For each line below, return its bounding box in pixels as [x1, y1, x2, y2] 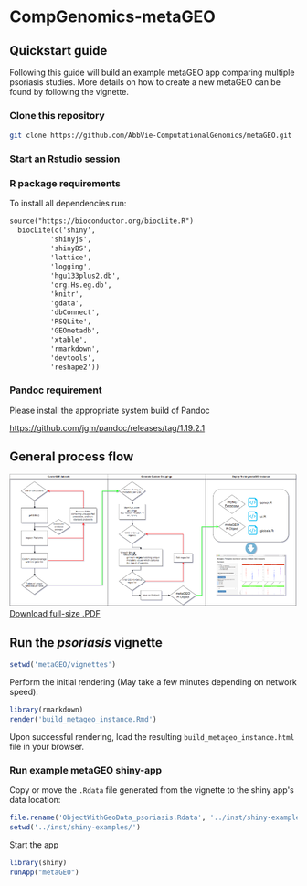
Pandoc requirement [9, 384, 102, 396]
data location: [9, 795, 61, 806]
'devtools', [49, 353, 96, 363]
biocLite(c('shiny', [17, 226, 96, 235]
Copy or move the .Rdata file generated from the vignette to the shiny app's [9, 785, 294, 796]
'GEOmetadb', [49, 326, 101, 335]
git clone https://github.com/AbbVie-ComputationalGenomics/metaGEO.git [9, 131, 292, 141]
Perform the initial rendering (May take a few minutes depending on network [9, 677, 297, 688]
